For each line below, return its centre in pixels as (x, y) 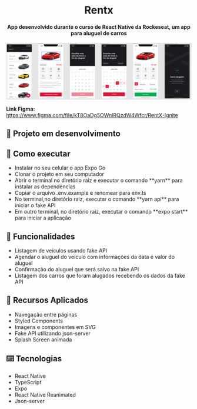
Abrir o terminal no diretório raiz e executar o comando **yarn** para (99, 181)
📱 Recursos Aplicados (47, 300)
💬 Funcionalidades (41, 236)
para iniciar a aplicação (43, 218)
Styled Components (39, 321)
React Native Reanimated (45, 394)
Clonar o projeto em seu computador (59, 174)
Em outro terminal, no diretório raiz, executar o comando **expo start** (101, 212)
